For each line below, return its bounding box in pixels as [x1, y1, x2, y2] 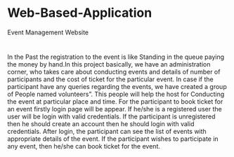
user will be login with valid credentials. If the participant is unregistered [7, 112, 216, 121]
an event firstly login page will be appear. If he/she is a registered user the [7, 105, 223, 114]
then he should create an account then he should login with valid [7, 120, 195, 128]
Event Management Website [7, 28, 89, 36]
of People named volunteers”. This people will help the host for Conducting [7, 90, 225, 99]
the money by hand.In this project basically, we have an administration [7, 60, 211, 69]
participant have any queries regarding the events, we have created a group [7, 83, 227, 91]
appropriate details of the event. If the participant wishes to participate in [7, 135, 219, 143]
